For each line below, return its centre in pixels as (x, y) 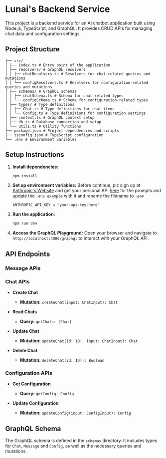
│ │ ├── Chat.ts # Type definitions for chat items (60, 109)
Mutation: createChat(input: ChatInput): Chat (69, 302)
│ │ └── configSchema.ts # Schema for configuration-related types (77, 100)
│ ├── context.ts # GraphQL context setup (50, 117)
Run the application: (34, 214)
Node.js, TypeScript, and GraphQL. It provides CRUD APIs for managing (79, 28)
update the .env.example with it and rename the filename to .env (78, 196)
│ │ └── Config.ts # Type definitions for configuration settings (76, 113)
